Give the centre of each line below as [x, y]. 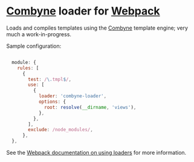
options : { [52, 102]
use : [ [36, 85]
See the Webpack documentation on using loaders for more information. [96, 153]
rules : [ [28, 68]
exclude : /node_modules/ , [61, 130]
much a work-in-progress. [39, 34]
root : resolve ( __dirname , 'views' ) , [90, 107]
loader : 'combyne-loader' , [73, 96]
